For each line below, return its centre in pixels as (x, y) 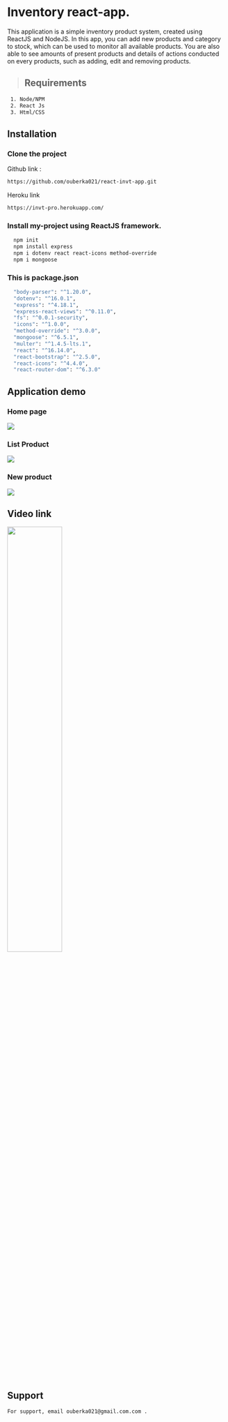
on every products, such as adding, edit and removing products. (99, 61)
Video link (30, 514)
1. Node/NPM (27, 99)
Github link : (24, 169)
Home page (27, 411)
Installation (32, 134)
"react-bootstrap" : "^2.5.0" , (57, 357)
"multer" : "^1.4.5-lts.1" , (52, 344)
